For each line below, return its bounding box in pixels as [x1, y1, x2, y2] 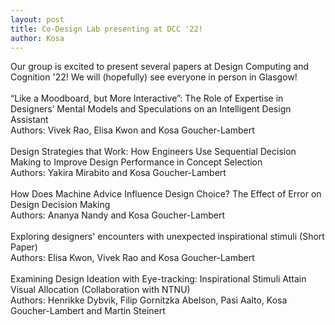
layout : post [10, 14, 65, 25]
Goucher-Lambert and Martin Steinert [10, 305, 166, 317]
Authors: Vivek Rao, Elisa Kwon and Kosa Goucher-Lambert [10, 124, 255, 136]
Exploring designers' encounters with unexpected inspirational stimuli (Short [10, 231, 325, 243]
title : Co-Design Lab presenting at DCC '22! [10, 24, 203, 34]
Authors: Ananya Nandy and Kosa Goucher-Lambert [10, 209, 226, 221]
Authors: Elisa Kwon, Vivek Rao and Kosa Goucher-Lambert [10, 252, 255, 264]
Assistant [10, 114, 49, 126]
